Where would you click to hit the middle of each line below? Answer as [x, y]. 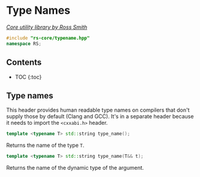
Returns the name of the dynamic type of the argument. [75, 168]
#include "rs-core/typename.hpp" [48, 38]
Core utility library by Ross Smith [47, 27]
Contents [24, 63]
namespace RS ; [24, 43]
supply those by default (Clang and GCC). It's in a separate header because [100, 116]
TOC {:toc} [28, 77]
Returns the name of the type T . [45, 145]
